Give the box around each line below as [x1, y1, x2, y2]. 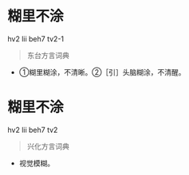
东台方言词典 [26, 50, 69, 60]
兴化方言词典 [26, 141, 69, 151]
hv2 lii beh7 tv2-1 [7, 33, 65, 44]
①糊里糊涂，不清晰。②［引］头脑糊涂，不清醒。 [18, 67, 186, 76]
